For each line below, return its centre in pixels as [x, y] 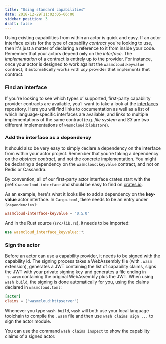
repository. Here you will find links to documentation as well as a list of [77, 109]
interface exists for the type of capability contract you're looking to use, [79, 43]
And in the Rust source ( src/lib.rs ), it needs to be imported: [68, 223]
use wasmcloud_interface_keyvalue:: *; [45, 232]
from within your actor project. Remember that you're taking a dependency [82, 153]
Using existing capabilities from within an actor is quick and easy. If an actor [83, 38]
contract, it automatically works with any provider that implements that [78, 69]
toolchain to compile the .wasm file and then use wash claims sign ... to [79, 316]
